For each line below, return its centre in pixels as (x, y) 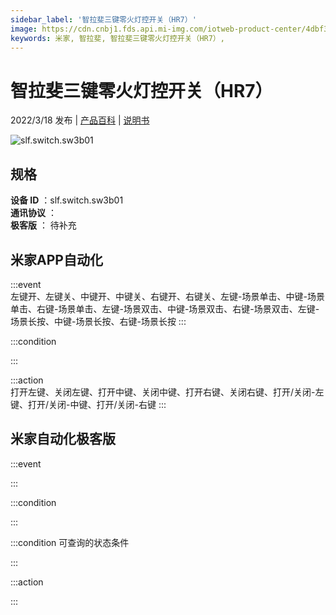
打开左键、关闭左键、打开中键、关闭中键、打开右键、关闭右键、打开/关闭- (163, 392)
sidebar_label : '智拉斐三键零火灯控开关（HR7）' (103, 19)
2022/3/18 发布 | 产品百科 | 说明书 (80, 120)
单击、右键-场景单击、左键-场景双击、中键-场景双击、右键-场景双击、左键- (165, 308)
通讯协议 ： (33, 213)
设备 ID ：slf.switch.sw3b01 (67, 200)
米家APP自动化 (56, 259)
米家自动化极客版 (63, 439)
